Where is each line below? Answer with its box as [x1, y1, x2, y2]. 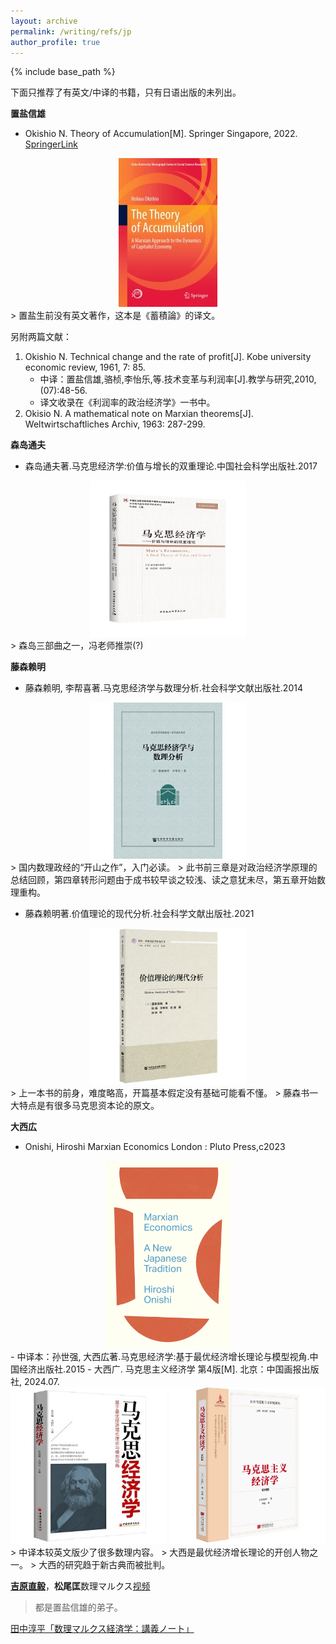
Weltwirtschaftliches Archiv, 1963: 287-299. [24, 418, 206, 430]
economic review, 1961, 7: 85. [24, 361, 146, 374]
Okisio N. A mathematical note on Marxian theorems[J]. [24, 408, 254, 420]
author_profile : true [10, 37, 101, 47]
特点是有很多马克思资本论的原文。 [18, 1100, 160, 1112]
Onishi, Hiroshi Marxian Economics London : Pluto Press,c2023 [24, 1141, 286, 1153]
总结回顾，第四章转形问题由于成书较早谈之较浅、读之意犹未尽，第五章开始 [10, 874, 317, 886]
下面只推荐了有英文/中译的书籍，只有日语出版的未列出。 [10, 86, 242, 99]
